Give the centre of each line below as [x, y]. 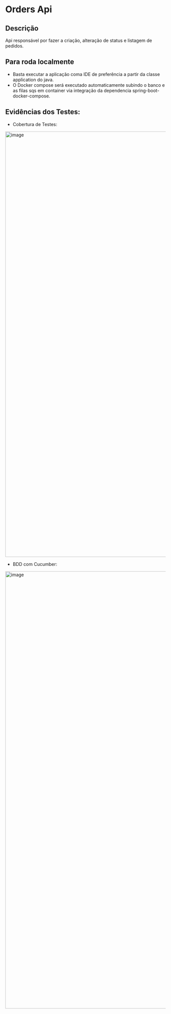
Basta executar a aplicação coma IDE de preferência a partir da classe [86, 74]
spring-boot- [146, 90]
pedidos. [15, 46]
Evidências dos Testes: [43, 112]
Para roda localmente [40, 62]
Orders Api [29, 9]
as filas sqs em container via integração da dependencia [72, 90]
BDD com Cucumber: [35, 564]
